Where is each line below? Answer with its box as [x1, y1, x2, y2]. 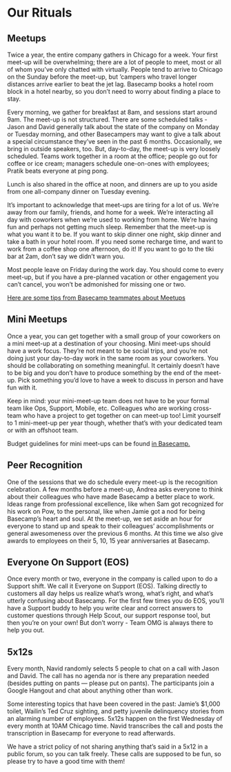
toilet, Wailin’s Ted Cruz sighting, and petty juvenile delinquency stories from [7, 707, 225, 715]
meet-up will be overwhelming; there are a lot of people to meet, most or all [7, 58, 222, 66]
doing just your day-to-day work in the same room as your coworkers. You [7, 354, 219, 362]
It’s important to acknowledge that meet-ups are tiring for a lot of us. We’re [7, 201, 219, 209]
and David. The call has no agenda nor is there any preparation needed [7, 672, 210, 680]
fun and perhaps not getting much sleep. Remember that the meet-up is [7, 223, 212, 231]
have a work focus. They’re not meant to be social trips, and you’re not [7, 347, 208, 355]
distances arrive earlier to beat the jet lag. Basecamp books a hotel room [7, 80, 214, 88]
